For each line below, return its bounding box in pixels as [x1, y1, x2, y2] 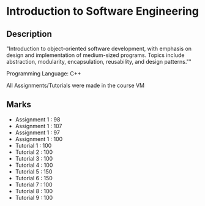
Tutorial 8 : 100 [15, 187, 53, 194]
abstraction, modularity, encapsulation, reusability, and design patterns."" [6, 58, 192, 65]
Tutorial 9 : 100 [15, 194, 53, 201]
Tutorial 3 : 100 [15, 154, 53, 162]
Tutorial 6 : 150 [15, 174, 53, 181]
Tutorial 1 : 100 [15, 142, 52, 149]
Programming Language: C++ [6, 70, 81, 77]
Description [6, 29, 52, 39]
